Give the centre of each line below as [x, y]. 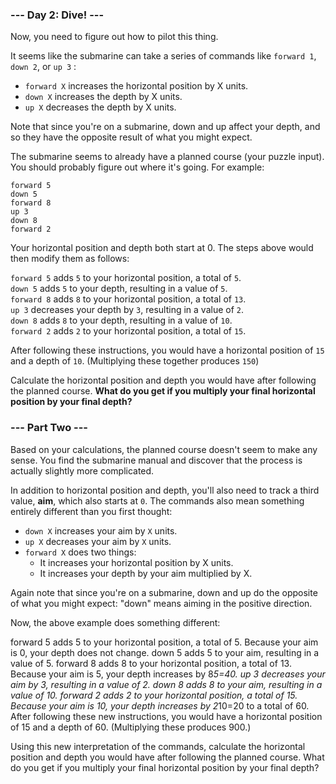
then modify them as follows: [70, 259]
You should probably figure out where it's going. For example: [137, 167]
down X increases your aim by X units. [101, 530]
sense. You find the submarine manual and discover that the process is [156, 460]
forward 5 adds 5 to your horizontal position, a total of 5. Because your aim [164, 642]
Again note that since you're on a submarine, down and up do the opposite [164, 592]
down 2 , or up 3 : [43, 67]
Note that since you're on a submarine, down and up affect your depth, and [165, 127]
